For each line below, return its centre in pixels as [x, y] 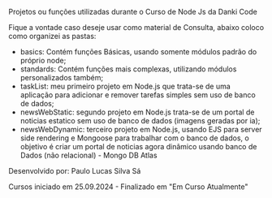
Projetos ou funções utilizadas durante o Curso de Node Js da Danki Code [133, 12]
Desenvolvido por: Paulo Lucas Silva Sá [75, 171]
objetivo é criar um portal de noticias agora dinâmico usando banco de [138, 146]
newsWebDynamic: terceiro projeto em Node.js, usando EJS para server [141, 129]
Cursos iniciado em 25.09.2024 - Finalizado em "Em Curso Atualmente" [129, 187]
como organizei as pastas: [52, 36]
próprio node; [43, 60]
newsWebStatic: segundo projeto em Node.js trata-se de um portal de [137, 112]
